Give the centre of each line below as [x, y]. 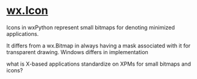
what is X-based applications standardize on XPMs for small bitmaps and [99, 64]
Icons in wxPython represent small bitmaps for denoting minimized [91, 27]
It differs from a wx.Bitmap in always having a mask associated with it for [98, 46]
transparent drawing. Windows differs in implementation [77, 52]
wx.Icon [27, 11]
